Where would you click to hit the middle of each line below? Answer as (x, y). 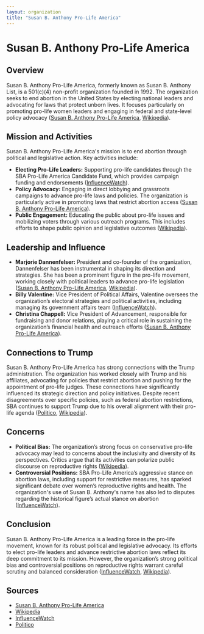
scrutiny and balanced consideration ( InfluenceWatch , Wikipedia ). (89, 571)
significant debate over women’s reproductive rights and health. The (101, 486)
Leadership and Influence (56, 247)
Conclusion (29, 524)
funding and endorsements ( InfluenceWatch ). (72, 183)
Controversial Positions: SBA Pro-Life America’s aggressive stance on (104, 472)
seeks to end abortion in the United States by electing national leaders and (100, 98)
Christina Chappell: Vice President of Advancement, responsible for (101, 314)
